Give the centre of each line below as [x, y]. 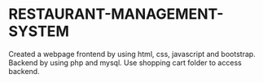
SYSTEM [39, 31]
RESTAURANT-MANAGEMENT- [116, 14]
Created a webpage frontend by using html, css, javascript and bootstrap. [132, 54]
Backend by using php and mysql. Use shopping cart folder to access [125, 63]
